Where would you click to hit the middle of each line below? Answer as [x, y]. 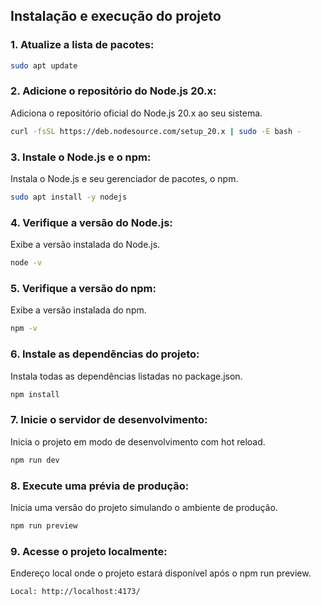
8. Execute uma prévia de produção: [100, 486]
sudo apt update [44, 65]
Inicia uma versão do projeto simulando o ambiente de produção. [144, 507]
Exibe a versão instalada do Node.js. [85, 245]
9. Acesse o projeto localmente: [89, 551]
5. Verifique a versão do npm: [83, 288]
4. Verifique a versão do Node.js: [91, 222]
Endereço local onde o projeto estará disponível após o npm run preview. [161, 573]
